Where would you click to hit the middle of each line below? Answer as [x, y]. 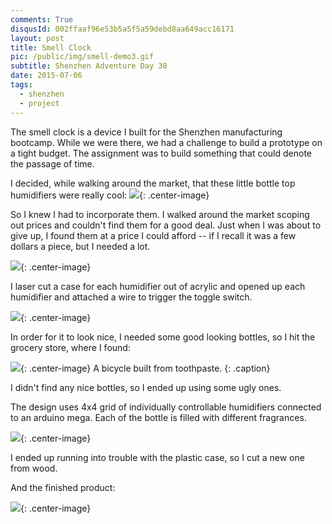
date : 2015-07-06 [46, 76]
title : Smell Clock [51, 47]
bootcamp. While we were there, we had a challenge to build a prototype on [166, 142]
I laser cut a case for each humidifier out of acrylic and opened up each [158, 286]
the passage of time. [52, 163]
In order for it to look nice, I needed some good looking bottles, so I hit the [163, 337]
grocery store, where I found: [70, 347]
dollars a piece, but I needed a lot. [80, 246]
